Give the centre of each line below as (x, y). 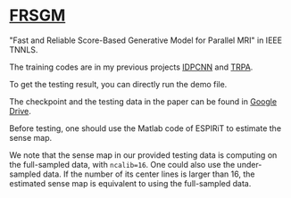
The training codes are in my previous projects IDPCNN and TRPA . (131, 67)
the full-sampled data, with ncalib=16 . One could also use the (122, 164)
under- (249, 164)
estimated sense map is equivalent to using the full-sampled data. (130, 183)
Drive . (20, 111)
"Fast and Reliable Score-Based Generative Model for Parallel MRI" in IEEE (146, 40)
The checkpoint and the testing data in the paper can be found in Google (143, 101)
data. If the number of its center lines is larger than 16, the (149, 174)
